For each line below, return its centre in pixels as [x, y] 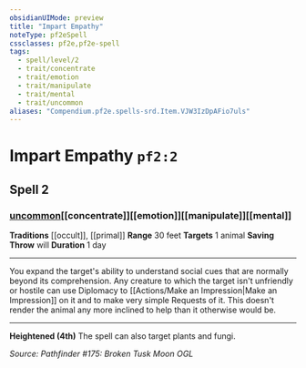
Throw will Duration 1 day [58, 245]
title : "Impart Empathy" [56, 26]
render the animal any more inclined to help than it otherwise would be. [143, 310]
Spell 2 [30, 189]
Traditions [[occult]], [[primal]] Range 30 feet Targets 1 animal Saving [142, 235]
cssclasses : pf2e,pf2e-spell [65, 43]
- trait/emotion [48, 77]
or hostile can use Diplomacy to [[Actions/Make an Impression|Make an [143, 291]
